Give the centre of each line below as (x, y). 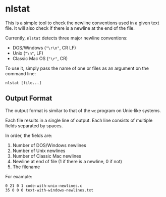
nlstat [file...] (23, 83)
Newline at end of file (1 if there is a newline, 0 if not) (67, 161)
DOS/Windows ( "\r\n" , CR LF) (44, 47)
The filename (26, 167)
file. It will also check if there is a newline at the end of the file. (70, 28)
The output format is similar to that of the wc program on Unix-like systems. (83, 110)
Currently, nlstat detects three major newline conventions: (66, 38)
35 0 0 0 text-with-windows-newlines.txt (49, 190)
